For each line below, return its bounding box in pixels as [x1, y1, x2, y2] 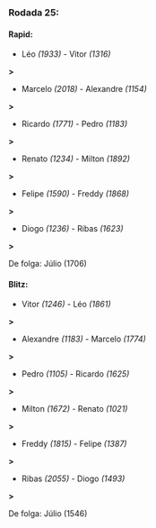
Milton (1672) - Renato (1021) [21, 404, 128, 414]
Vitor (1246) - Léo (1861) [21, 299, 111, 310]
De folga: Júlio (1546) [8, 508, 88, 519]
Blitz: [8, 278, 29, 289]
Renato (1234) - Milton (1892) [21, 153, 131, 164]
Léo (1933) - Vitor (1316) [21, 49, 111, 59]
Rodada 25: [8, 6, 60, 19]
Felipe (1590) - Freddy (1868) [21, 188, 130, 199]
